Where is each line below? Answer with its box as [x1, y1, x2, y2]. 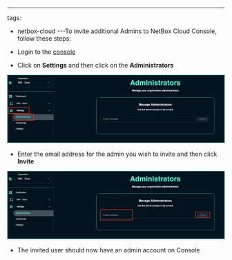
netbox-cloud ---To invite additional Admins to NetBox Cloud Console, [17, 27, 217, 35]
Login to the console [17, 48, 76, 56]
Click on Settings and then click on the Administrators [17, 61, 174, 69]
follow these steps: [17, 34, 71, 42]
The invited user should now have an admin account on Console [17, 246, 200, 254]
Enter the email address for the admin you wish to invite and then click [17, 150, 217, 159]
